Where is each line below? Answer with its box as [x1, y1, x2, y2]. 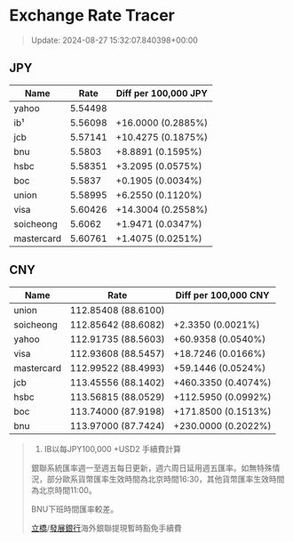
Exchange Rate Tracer [9, 5, 176, 26]
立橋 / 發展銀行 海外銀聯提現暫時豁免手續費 [30, 522, 182, 533]
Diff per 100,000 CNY [175, 288, 270, 301]
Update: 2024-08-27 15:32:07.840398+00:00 [30, 35, 198, 45]
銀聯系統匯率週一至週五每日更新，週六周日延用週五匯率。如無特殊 [30, 462, 273, 473]
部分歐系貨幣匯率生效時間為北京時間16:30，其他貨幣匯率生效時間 [46, 473, 285, 484]
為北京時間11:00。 [30, 484, 97, 495]
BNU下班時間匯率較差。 [30, 504, 118, 514]
